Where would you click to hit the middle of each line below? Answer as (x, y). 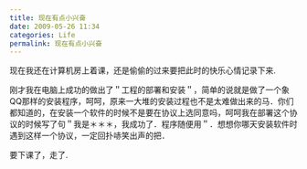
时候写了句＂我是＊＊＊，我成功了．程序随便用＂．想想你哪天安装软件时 (161, 124)
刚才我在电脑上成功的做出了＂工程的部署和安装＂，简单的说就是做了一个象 (149, 90)
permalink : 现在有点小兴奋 (56, 43)
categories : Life (42, 35)
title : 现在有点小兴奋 (48, 18)
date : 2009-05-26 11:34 (55, 26)
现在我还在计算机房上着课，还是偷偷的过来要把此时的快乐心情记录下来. (143, 70)
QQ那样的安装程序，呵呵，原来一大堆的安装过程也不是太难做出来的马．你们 (152, 101)
